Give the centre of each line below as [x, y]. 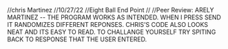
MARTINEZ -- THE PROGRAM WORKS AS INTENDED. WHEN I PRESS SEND [114, 17]
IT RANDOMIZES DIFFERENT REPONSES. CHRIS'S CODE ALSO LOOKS [108, 24]
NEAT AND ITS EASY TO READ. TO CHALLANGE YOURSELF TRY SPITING [112, 32]
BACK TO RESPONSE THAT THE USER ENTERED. [77, 39]
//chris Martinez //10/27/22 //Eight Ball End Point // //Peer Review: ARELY [111, 10]
